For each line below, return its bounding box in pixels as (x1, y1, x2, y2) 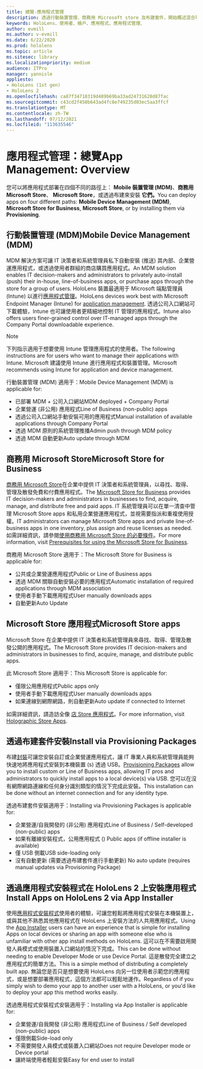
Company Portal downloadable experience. (6, 321, 114, 328)
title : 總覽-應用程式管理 (6, 8, 65, 15)
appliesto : (6, 76, 34, 82)
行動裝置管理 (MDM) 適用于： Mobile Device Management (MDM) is (6, 378, 174, 386)
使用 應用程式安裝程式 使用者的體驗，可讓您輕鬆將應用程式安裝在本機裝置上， (6, 910, 197, 917)
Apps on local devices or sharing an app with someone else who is (6, 930, 173, 937)
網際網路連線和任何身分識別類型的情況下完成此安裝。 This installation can (11, 783, 194, 790)
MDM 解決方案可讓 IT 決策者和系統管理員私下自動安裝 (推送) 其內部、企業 (6, 256, 190, 264)
